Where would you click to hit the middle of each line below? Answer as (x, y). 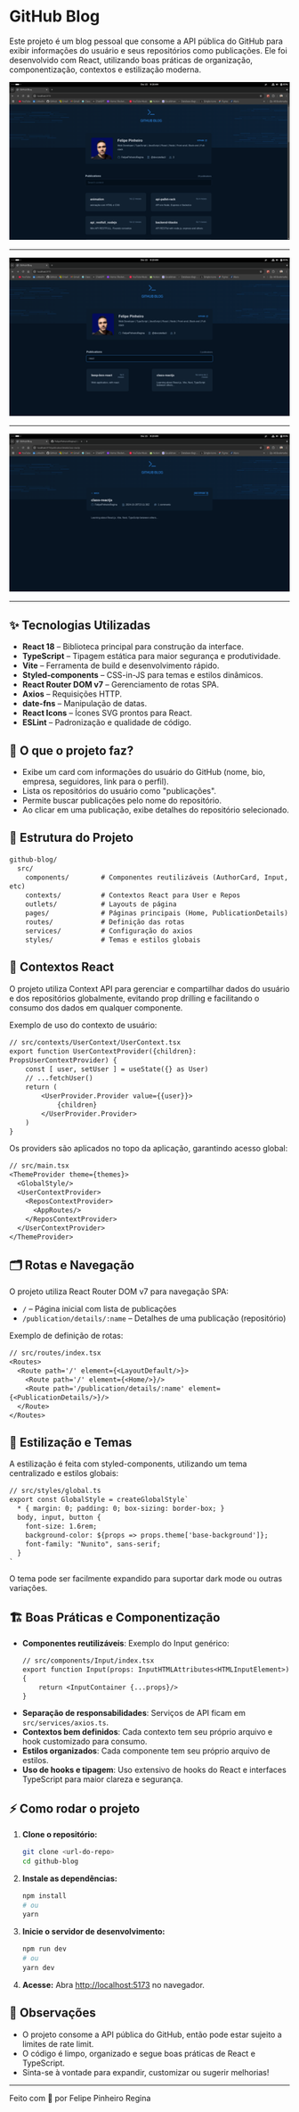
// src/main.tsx (39, 1166)
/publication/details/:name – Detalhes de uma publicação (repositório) (154, 1318)
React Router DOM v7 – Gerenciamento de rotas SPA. (121, 685)
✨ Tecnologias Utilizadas (80, 625)
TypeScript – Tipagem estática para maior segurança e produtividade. (151, 656)
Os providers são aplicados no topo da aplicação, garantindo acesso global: (149, 1148)
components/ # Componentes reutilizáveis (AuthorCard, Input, (157, 877)
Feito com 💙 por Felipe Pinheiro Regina (80, 2098)
